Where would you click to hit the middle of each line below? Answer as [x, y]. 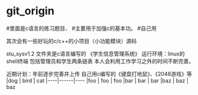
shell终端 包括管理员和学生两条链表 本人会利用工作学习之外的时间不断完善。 [100, 61]
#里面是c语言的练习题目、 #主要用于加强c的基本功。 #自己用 [82, 28]
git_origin [30, 11]
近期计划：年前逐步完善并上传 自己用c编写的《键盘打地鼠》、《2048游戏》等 [99, 73]
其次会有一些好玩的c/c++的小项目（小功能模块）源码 [71, 41]
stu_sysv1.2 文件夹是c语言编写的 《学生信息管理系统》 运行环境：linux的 [95, 53]
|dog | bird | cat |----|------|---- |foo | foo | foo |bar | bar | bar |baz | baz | [97, 80]
